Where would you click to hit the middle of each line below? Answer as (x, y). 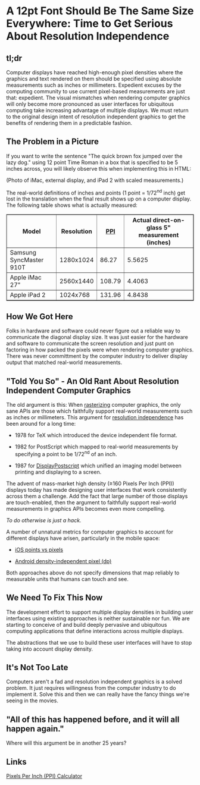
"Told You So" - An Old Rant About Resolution (93, 381)
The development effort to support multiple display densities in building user (100, 612)
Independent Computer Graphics (68, 390)
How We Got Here (40, 316)
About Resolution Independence (88, 36)
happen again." (35, 729)
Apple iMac (26, 278)
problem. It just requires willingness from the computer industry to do (91, 688)
